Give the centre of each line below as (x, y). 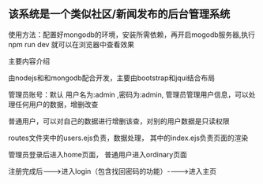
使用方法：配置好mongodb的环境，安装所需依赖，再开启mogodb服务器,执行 (131, 35)
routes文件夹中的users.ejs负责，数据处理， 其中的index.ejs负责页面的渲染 (128, 138)
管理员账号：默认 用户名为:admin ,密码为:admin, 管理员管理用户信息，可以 (128, 94)
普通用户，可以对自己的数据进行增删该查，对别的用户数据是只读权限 (119, 121)
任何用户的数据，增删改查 (56, 104)
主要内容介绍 (29, 61)
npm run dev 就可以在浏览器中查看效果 (71, 44)
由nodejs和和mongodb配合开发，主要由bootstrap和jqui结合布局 (112, 78)
